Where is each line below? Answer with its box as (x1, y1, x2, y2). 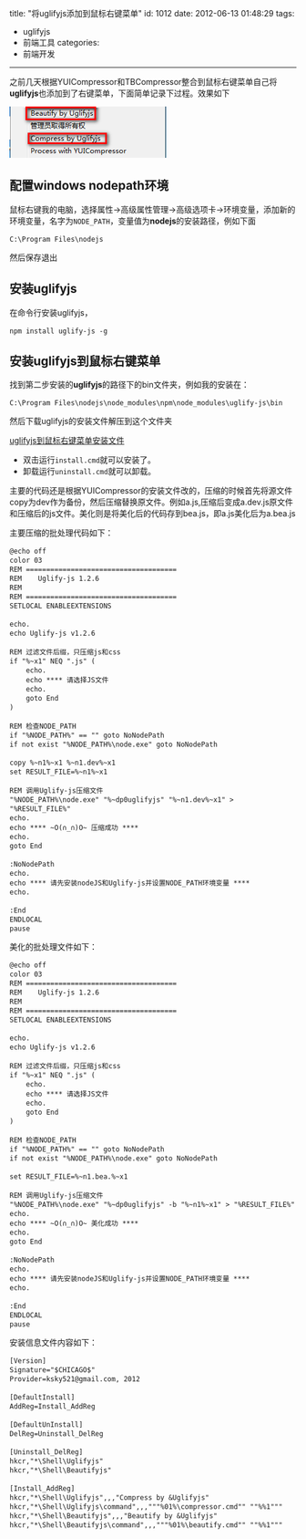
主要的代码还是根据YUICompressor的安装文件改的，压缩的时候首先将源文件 (9, 485, 293, 496)
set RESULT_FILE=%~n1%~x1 (9, 767, 107, 777)
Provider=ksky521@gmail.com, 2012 (9, 1375, 141, 1384)
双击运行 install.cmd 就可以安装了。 (22, 454, 157, 465)
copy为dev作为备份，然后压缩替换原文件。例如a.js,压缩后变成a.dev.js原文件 (9, 496, 294, 508)
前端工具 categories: (22, 37, 100, 47)
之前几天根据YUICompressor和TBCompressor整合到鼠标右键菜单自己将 (9, 77, 278, 87)
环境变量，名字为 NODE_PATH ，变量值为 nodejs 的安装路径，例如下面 (9, 215, 257, 226)
